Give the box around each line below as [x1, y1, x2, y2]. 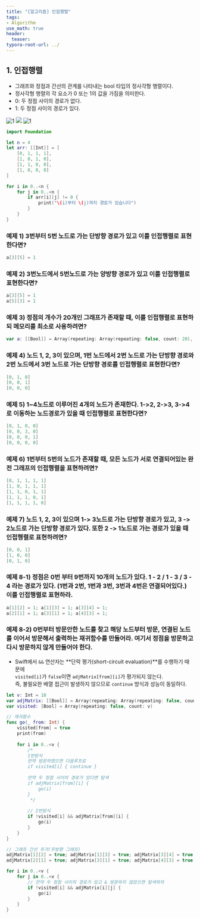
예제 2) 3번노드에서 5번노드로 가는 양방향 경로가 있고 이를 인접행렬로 [6, 270, 190, 278]
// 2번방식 [27, 808, 51, 814]
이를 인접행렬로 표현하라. [6, 591, 73, 599]
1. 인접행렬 [6, 65, 43, 76]
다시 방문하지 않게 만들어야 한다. [6, 643, 93, 651]
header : [6, 31, 26, 37]
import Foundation [6, 129, 52, 134]
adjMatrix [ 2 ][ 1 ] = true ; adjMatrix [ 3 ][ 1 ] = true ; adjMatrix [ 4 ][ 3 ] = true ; [6, 857, 196, 863]
